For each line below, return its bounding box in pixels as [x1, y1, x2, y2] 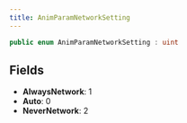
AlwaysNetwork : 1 [22, 86, 93, 97]
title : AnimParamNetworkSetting [9, 13, 130, 22]
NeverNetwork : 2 [22, 105, 89, 117]
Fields [9, 62, 45, 77]
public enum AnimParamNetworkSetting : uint [9, 38, 179, 47]
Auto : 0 [22, 96, 51, 107]
